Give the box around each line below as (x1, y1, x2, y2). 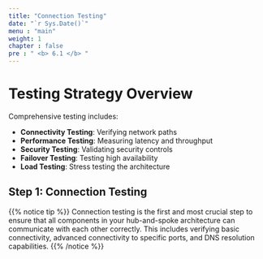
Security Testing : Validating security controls (19, 144, 173, 154)
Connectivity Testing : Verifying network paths (19, 127, 177, 136)
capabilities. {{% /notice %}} (8, 241, 104, 251)
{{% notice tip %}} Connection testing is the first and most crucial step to (8, 206, 253, 216)
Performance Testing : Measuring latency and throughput (19, 136, 213, 145)
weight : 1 (8, 34, 42, 43)
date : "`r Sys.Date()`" (8, 19, 89, 28)
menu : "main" (8, 27, 57, 35)
